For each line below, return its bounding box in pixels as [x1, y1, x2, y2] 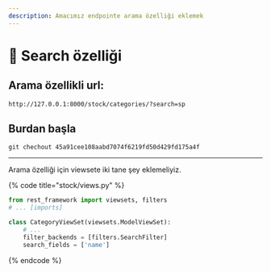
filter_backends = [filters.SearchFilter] [23, 233, 168, 241]
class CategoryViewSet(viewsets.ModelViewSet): [8, 219, 172, 227]
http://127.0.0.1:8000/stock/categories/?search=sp [8, 100, 186, 108]
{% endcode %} [8, 255, 62, 265]
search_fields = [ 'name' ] [23, 241, 110, 249]
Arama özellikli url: [8, 78, 105, 93]
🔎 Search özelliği [8, 46, 123, 65]
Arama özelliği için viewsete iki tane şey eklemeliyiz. [8, 165, 181, 174]
